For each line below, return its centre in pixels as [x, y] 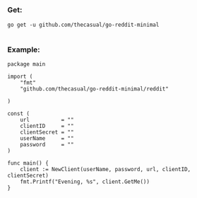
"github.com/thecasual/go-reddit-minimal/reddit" [95, 89]
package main [26, 64]
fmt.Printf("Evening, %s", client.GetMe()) [85, 182]
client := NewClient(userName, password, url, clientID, [106, 170]
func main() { [28, 163]
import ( [20, 77]
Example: [24, 49]
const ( [19, 114]
